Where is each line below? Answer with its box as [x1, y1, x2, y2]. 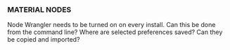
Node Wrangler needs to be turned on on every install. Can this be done [7, 21, 216, 29]
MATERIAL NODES [7, 5, 72, 15]
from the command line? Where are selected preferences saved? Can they [7, 28, 223, 36]
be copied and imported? [7, 35, 80, 44]
